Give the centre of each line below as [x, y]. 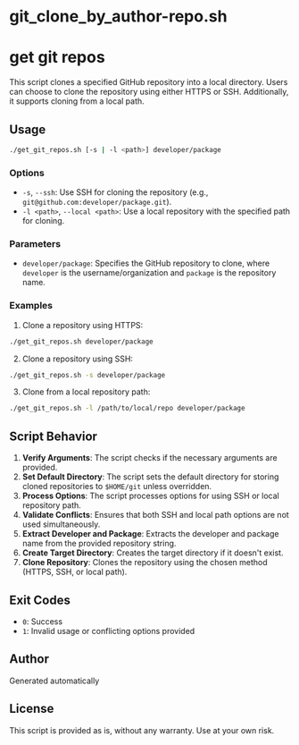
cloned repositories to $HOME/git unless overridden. [117, 487]
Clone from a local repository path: [86, 392]
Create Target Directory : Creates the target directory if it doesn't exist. [153, 553]
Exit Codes [40, 600]
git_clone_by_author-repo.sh [118, 17]
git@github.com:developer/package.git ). [97, 202]
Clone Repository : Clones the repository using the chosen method [145, 563]
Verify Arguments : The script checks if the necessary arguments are [150, 458]
